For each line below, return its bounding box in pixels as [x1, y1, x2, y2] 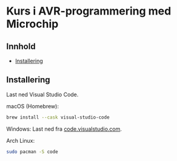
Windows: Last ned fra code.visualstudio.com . [6, 125, 122, 133]
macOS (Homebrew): [6, 102, 59, 110]
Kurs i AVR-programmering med [6, 4, 172, 18]
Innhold [6, 41, 36, 51]
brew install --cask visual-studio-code [6, 114, 110, 120]
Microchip [6, 17, 59, 31]
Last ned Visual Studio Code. [6, 91, 79, 98]
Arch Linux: [6, 137, 35, 144]
